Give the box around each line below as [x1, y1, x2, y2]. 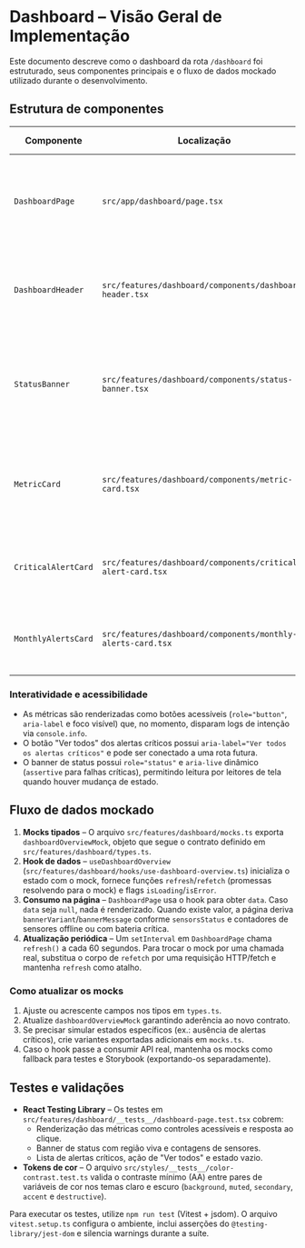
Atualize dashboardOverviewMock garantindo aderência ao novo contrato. [22, 1015, 290, 1026]
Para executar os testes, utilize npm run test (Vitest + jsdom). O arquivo [9, 1208, 279, 1219]
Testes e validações [9, 1080, 124, 1095]
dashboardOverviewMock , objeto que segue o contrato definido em [22, 836, 266, 847]
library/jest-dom [9, 1229, 75, 1238]
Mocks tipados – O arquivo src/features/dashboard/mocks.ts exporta [22, 826, 284, 837]
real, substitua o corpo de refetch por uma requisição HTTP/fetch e [22, 952, 277, 963]
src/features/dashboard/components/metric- [102, 474, 293, 484]
